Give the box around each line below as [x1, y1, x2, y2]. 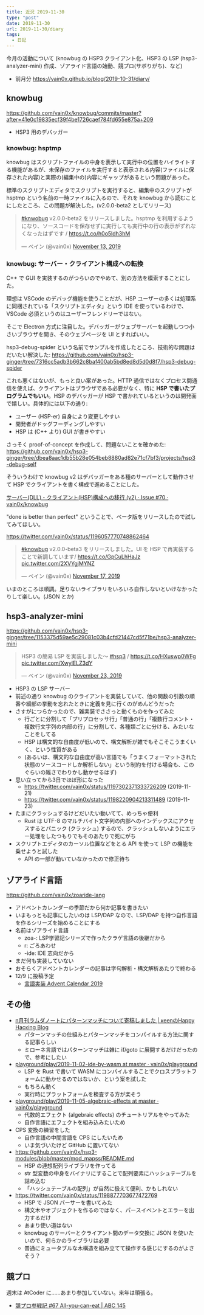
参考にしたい [35, 1053, 67, 1061]
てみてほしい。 [6, 521, 44, 528]
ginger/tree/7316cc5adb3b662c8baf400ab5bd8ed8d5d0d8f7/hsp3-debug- [6, 358, 196, 366]
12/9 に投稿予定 [15, 973, 55, 980]
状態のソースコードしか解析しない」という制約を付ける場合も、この [24, 761, 194, 768]
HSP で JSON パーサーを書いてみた [24, 1199, 113, 1206]
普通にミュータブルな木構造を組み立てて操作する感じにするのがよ [24, 1244, 189, 1252]
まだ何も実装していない [15, 957, 74, 965]
